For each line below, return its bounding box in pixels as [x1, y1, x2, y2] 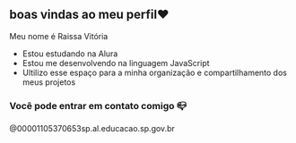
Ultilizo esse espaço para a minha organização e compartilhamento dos [22, 67, 287, 78]
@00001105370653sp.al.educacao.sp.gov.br [9, 123, 175, 134]
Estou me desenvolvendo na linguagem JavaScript [22, 57, 210, 68]
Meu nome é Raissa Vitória [9, 30, 109, 41]
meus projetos [22, 76, 76, 88]
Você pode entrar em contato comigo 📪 [9, 99, 187, 112]
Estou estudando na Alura [22, 48, 118, 59]
